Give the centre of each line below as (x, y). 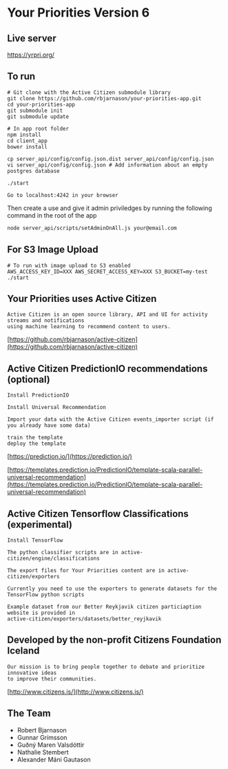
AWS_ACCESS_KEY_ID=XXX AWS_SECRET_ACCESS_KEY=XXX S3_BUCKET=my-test (107, 272)
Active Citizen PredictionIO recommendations (107, 369)
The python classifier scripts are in (63, 552)
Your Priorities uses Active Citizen (82, 298)
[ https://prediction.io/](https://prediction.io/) (70, 457)
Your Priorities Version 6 (79, 13)
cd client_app (28, 141)
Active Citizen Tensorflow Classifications (98, 514)
